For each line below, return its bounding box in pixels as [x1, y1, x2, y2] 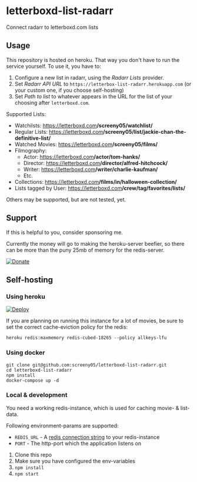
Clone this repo [14, 451, 52, 458]
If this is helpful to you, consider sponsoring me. [6, 229, 123, 236]
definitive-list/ [14, 134, 51, 141]
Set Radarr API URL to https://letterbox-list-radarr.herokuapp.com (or [14, 80, 192, 87]
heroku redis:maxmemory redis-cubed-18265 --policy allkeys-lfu [6, 335, 167, 341]
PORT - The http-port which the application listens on [14, 440, 142, 447]
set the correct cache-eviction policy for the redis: [6, 323, 128, 331]
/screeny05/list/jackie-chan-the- [102, 128, 186, 135]
